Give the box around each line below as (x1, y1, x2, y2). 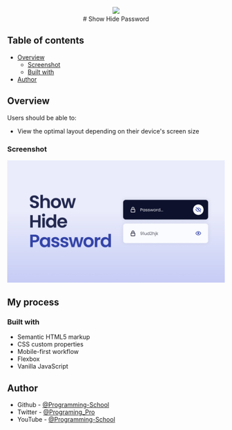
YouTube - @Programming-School (17, 415, 115, 423)
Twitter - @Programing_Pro (17, 408, 95, 416)
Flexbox (17, 355, 40, 363)
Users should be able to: (7, 113, 77, 122)
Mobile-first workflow (17, 348, 79, 356)
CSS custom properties (17, 340, 84, 348)
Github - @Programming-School (17, 400, 109, 409)
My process (7, 296, 59, 308)
